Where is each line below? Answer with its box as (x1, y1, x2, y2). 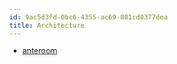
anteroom (21, 45, 58, 55)
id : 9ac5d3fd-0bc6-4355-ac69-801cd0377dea (9, 12, 168, 22)
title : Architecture (9, 21, 86, 30)
